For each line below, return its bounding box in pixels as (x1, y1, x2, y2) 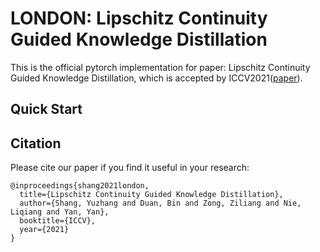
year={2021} (19, 225, 70, 235)
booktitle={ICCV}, (19, 216, 97, 226)
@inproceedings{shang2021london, (10, 181, 150, 191)
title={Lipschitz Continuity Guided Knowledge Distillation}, (19, 190, 284, 200)
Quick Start (10, 101, 83, 118)
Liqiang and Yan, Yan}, (10, 207, 110, 217)
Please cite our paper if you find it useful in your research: (10, 162, 250, 174)
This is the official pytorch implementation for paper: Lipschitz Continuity (10, 61, 311, 73)
